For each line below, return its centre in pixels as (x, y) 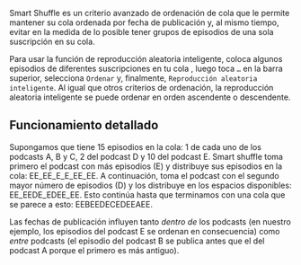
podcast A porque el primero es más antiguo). (94, 250)
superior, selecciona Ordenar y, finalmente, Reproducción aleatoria (133, 78)
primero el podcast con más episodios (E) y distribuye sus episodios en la (146, 166)
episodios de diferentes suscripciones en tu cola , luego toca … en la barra (146, 68)
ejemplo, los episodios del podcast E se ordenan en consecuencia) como (145, 231)
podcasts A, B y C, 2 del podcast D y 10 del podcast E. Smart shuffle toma (146, 156)
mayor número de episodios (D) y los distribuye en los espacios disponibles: (150, 185)
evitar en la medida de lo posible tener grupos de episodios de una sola (142, 32)
